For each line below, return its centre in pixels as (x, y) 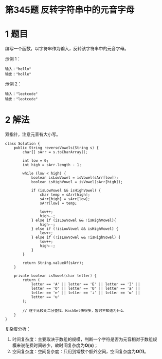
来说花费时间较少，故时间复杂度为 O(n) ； (57, 345)
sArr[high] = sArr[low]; (65, 199)
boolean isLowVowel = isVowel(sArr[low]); (75, 178)
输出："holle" (18, 74)
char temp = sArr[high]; (65, 195)
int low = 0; (36, 161)
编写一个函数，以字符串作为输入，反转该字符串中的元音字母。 (67, 49)
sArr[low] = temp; (58, 203)
